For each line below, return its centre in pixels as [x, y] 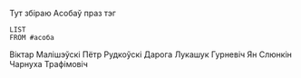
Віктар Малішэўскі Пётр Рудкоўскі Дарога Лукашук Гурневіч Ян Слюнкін [151, 54]
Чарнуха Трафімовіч [49, 64]
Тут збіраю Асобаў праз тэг [63, 13]
